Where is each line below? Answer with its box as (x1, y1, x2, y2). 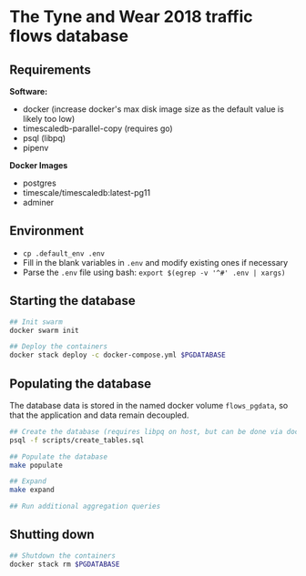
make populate (9, 460, 64, 470)
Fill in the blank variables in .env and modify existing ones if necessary (22, 257, 289, 268)
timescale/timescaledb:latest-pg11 (22, 187, 151, 197)
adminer (22, 197, 55, 207)
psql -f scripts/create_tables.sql (9, 435, 145, 445)
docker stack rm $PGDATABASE (9, 560, 120, 569)
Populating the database (9, 376, 152, 391)
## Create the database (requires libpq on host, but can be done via (9, 427, 283, 436)
